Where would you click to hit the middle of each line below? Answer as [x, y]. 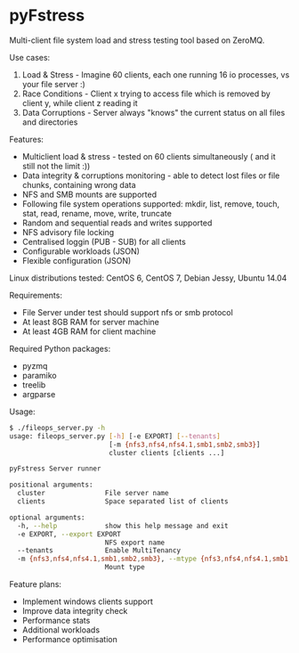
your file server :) [54, 84]
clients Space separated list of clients [123, 502]
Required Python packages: [60, 348]
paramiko [39, 375]
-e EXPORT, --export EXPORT [69, 534]
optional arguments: [48, 518]
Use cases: [30, 57]
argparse [39, 394]
